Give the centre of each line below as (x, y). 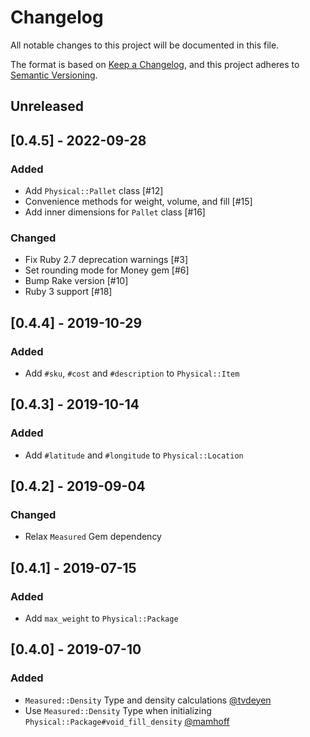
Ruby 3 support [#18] (68, 292)
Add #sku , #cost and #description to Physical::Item (132, 373)
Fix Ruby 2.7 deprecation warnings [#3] (106, 260)
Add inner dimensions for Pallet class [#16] (115, 212)
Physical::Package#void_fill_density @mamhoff (127, 721)
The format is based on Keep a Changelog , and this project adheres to (155, 64)
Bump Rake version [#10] (76, 281)
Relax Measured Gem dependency (93, 537)
